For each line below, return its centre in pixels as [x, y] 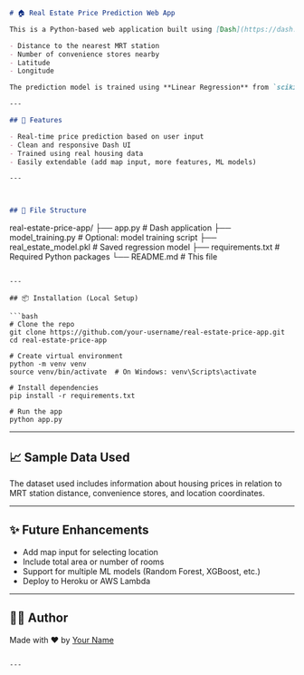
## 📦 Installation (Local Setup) [74, 298]
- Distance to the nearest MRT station [85, 45]
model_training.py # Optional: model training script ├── [113, 238]
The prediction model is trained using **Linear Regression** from [139, 88]
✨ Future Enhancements [79, 530]
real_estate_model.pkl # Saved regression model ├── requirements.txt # [145, 247]
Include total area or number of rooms [93, 562]
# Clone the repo [42, 325]
